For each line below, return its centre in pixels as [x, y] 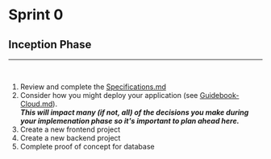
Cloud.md [36, 104]
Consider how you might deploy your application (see [109, 95]
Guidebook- [219, 95]
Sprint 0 [36, 15]
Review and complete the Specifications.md [93, 87]
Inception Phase [50, 45]
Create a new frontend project [70, 129]
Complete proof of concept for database [87, 147]
